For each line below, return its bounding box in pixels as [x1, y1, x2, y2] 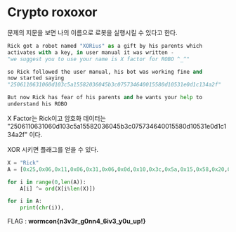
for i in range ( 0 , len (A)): [7, 179, 86, 186]
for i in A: [7, 198, 42, 205]
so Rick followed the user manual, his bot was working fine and [7, 68, 202, 75]
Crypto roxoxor [7, 4, 98, 20]
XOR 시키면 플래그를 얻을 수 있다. [7, 145, 99, 153]
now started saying [7, 75, 65, 82]
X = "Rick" [7, 159, 39, 166]
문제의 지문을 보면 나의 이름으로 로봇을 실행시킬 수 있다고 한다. [7, 28, 178, 37]
